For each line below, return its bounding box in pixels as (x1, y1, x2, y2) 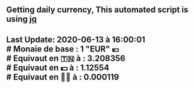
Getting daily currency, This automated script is (6, 5, 189, 15)
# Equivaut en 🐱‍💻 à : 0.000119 (6, 72, 120, 82)
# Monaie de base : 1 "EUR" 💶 (6, 44, 120, 54)
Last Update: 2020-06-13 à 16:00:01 (6, 34, 145, 44)
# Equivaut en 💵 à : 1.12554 (6, 62, 110, 72)
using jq (6, 14, 37, 25)
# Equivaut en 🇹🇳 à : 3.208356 (6, 53, 126, 63)
